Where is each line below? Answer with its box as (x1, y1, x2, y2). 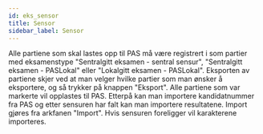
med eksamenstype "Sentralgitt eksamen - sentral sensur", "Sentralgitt (8, 57, 243, 67)
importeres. (8, 117, 47, 127)
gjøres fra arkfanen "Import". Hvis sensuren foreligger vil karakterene (8, 108, 237, 118)
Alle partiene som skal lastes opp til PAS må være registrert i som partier (8, 49, 248, 59)
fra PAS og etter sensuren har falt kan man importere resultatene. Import (8, 99, 248, 109)
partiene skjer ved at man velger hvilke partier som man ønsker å (8, 74, 223, 84)
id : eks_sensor (8, 11, 59, 20)
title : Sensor (8, 19, 56, 27)
